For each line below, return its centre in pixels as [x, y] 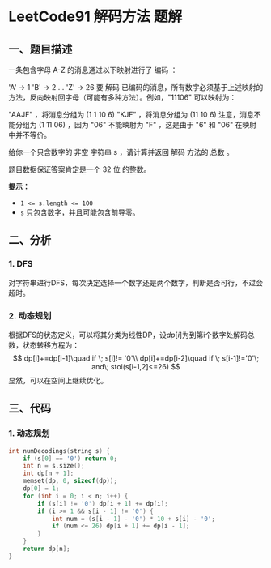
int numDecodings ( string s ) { [59, 451]
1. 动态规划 [29, 433]
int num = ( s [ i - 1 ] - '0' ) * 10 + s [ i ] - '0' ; [133, 519]
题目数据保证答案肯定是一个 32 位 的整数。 [80, 169]
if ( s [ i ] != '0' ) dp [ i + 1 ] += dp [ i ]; [103, 503]
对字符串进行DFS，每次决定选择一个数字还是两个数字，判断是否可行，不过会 [136, 282]
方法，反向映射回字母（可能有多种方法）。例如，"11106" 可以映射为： [123, 97]
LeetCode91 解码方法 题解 [95, 17]
